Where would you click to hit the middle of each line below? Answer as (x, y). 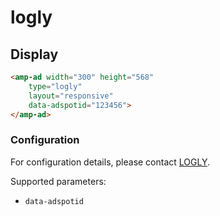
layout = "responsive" (71, 96)
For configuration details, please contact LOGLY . (110, 162)
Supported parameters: (58, 181)
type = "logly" (55, 86)
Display (34, 54)
